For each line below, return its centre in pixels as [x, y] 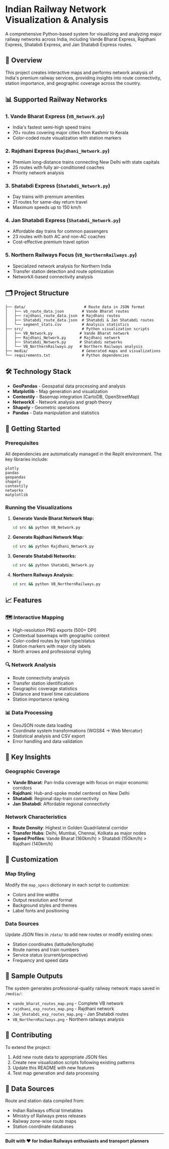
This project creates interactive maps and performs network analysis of [79, 72]
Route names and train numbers [46, 949]
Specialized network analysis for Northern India [62, 266]
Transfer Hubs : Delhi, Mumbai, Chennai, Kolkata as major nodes [79, 833]
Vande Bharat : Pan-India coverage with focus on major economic [80, 782]
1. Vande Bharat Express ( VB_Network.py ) [55, 117]
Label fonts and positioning [41, 910]
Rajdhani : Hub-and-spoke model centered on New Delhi [71, 793]
